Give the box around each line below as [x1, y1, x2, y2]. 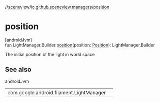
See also [5, 65, 32, 74]
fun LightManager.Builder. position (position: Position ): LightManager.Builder [5, 42, 155, 48]
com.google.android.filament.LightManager [7, 89, 106, 96]
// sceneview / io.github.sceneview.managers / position [5, 4, 110, 10]
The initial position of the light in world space [5, 51, 95, 57]
